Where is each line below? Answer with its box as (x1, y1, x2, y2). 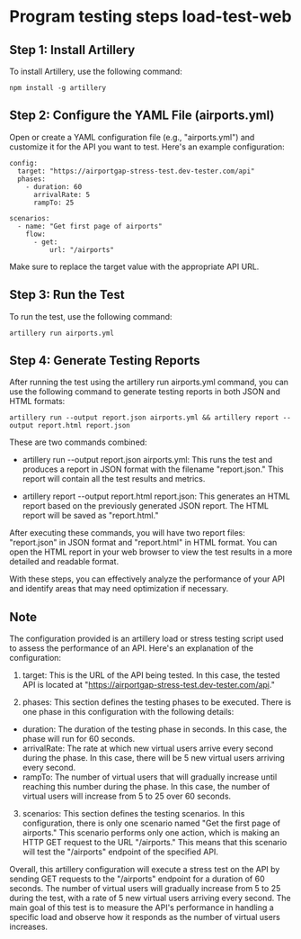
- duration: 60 (25, 182, 83, 191)
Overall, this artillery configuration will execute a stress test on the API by (9, 864, 280, 875)
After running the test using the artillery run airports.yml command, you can (9, 376, 289, 388)
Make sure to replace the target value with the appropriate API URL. (9, 261, 260, 272)
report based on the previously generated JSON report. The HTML (22, 501, 270, 511)
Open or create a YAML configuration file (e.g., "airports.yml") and (9, 131, 255, 142)
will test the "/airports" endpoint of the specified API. (22, 846, 218, 857)
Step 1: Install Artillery (9, 42, 136, 58)
